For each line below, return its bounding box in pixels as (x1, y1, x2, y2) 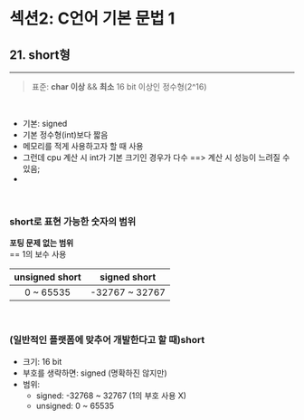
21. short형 (9, 47, 71, 62)
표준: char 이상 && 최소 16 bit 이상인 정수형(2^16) (31, 81, 207, 91)
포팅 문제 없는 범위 (9, 237, 74, 249)
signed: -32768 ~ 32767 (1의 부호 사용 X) (35, 390, 187, 401)
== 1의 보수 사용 (9, 249, 67, 260)
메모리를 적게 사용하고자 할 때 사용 (22, 141, 144, 151)
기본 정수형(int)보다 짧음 (22, 129, 109, 140)
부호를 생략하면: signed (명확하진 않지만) (22, 367, 167, 378)
